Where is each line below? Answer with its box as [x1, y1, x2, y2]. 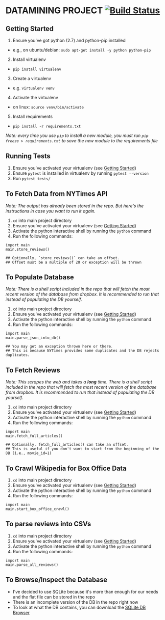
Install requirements [12, 113, 53, 119]
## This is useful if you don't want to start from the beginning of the [5, 447, 160, 452]
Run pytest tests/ [12, 175, 51, 181]
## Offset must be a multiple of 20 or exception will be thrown [5, 260, 141, 265]
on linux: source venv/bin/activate [12, 104, 84, 110]
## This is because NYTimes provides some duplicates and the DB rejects [5, 349, 160, 353]
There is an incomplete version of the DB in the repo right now [12, 599, 139, 605]
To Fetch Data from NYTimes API [5, 189, 108, 198]
